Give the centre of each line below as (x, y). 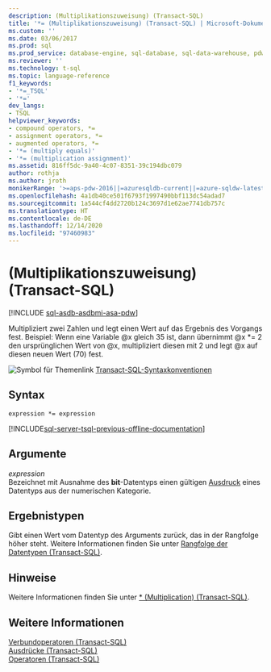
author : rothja (34, 173)
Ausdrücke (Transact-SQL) (53, 651)
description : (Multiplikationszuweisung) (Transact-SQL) (106, 16)
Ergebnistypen (46, 516)
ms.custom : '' (32, 31)
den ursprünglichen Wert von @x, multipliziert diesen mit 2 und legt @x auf (133, 345)
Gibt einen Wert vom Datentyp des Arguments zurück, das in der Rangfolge (134, 535)
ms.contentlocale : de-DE (50, 219)
